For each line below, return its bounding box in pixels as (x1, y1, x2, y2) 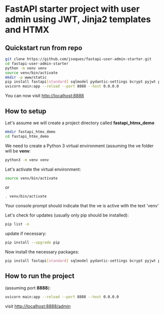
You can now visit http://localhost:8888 (5, 93, 84, 99)
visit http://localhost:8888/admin (5, 303, 71, 309)
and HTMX (5, 24, 50, 35)
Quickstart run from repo (5, 44, 82, 52)
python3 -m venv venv (5, 157, 49, 162)
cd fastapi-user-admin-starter (5, 61, 69, 66)
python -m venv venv (5, 66, 47, 70)
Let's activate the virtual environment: (5, 166, 82, 172)
